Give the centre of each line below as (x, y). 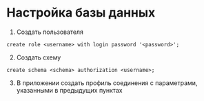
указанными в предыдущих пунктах (69, 90)
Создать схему (39, 57)
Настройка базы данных (81, 13)
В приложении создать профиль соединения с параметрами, (107, 83)
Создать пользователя (50, 32)
